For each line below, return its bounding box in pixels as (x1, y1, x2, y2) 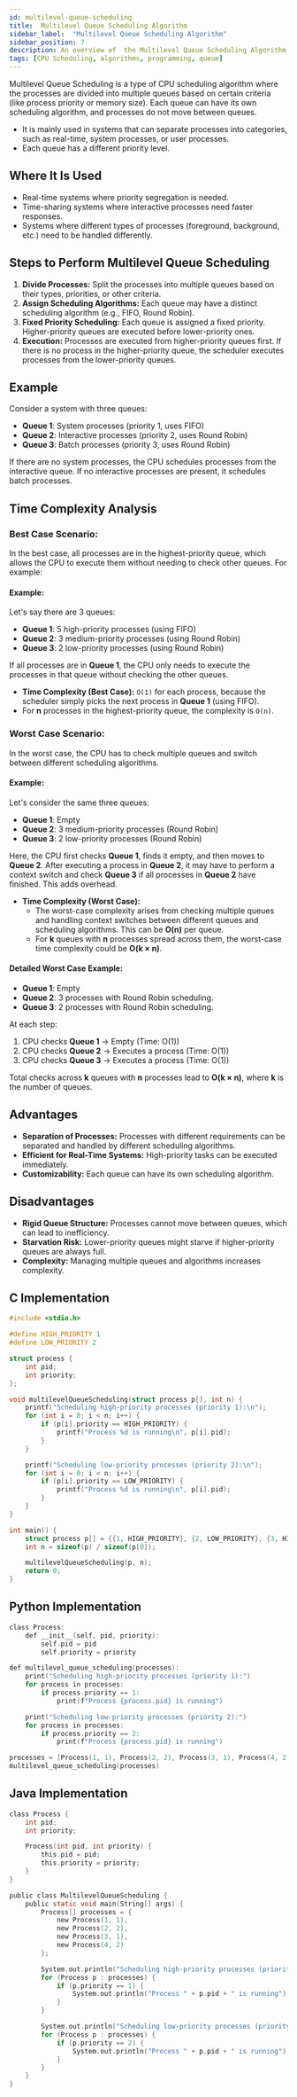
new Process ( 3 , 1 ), (56, 1932, 128, 1942)
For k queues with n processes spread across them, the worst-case (34, 933, 282, 944)
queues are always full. (21, 1246, 107, 1256)
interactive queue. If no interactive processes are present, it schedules (9, 466, 267, 477)
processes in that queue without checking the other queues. (9, 669, 229, 680)
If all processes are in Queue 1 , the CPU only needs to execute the (9, 660, 250, 670)
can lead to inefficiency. (21, 1227, 110, 1238)
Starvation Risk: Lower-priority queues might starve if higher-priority (21, 1236, 276, 1247)
